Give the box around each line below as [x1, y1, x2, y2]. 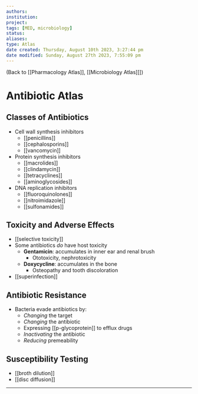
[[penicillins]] [23, 134, 56, 141]
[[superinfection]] [14, 273, 58, 280]
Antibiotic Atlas [6, 89, 84, 102]
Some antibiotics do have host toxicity [14, 242, 108, 249]
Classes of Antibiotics [6, 112, 89, 122]
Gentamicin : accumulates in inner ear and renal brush [23, 248, 155, 255]
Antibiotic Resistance [6, 290, 87, 300]
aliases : [6, 36, 28, 42]
